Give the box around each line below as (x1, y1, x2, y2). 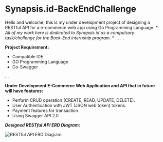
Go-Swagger (12, 64, 38, 70)
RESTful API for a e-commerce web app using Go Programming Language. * (5, 24, 158, 30)
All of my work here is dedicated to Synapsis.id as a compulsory (5, 30, 135, 35)
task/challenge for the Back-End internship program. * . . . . (5, 35, 124, 41)
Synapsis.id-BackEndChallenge (5, 3, 136, 15)
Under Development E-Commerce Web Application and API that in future (5, 82, 155, 88)
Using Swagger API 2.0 (12, 112, 59, 118)
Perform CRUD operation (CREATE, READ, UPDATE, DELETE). (12, 97, 135, 103)
